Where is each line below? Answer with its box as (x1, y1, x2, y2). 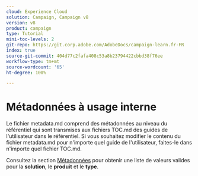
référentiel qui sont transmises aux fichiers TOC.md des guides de (6, 126, 168, 134)
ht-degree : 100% (6, 70, 46, 76)
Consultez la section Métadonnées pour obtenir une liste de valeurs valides (6, 157, 190, 164)
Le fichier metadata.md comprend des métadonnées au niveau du (6, 120, 168, 127)
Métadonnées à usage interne (6, 100, 157, 114)
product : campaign (6, 25, 52, 32)
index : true (6, 48, 36, 54)
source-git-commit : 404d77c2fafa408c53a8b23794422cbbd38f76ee (6, 53, 163, 59)
